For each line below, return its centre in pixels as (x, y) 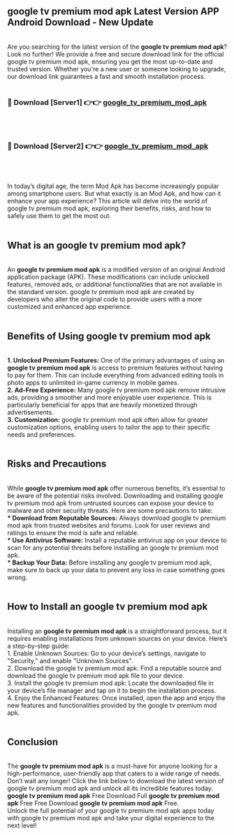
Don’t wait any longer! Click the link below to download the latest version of (116, 781)
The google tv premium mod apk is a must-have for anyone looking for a (112, 766)
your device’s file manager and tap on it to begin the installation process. (112, 690)
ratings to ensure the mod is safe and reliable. (73, 532)
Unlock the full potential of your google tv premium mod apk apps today (111, 811)
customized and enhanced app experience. (70, 307)
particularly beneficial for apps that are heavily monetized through (102, 405)
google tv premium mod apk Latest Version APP (114, 12)
